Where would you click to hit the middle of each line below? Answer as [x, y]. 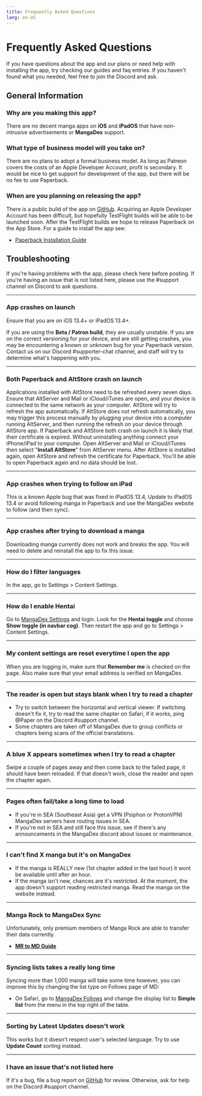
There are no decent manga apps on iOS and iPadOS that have [84, 126]
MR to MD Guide [35, 946]
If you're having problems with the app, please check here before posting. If [100, 273]
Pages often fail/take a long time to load [65, 801]
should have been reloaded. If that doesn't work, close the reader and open [100, 774]
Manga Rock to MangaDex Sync [54, 915]
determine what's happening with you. [54, 358]
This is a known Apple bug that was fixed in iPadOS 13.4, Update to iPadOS [99, 497]
